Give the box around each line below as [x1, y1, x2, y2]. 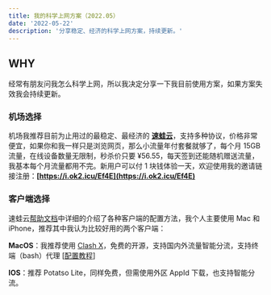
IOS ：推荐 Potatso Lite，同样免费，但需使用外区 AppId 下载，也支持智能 [8, 268, 248, 277]
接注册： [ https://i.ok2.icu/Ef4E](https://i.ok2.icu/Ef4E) [8, 171, 196, 181]
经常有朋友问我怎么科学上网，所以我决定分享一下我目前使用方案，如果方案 [8, 79, 256, 89]
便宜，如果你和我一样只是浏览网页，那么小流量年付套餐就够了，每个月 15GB [8, 141, 261, 151]
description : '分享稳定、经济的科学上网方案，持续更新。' [8, 27, 183, 35]
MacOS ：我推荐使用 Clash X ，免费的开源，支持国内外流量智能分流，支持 [8, 240, 252, 250]
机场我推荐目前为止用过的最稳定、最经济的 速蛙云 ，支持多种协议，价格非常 [8, 131, 258, 141]
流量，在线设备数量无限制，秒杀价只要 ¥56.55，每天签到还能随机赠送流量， [8, 151, 260, 161]
